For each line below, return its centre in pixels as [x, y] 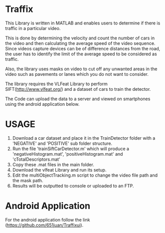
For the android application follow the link [48, 220]
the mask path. [28, 180]
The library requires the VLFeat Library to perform [57, 84]
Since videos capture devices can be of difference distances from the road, [83, 48]
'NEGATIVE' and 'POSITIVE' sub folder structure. [62, 143]
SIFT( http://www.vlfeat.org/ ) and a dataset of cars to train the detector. [78, 89]
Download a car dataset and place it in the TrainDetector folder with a [84, 138]
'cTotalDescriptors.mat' [36, 159]
